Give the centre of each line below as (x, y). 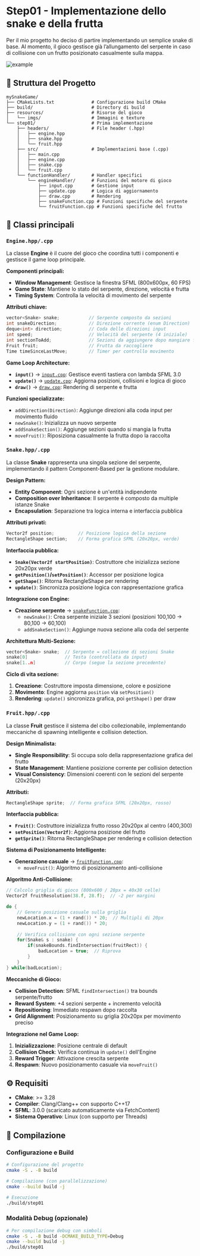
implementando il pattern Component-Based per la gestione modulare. (93, 468)
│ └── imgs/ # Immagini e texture (76, 118)
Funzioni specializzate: (35, 399)
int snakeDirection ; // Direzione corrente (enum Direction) (98, 323)
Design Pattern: (26, 480)
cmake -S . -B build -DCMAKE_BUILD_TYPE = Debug (65, 1236)
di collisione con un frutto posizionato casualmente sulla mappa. (85, 53)
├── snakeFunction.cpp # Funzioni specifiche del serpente (112, 201)
